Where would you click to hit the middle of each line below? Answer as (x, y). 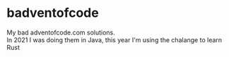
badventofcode (53, 13)
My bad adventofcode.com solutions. (61, 32)
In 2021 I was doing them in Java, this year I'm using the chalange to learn (114, 39)
